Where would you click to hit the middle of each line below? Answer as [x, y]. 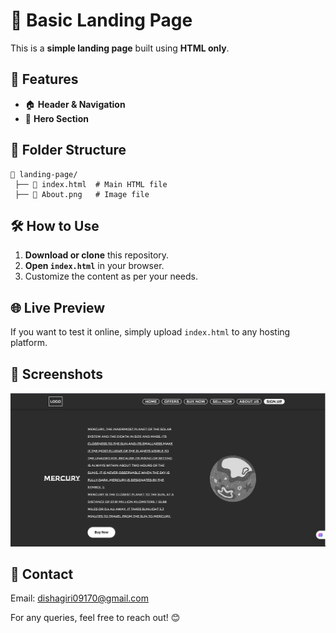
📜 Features [44, 79]
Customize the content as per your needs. [111, 276]
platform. [29, 343]
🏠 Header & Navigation [75, 104]
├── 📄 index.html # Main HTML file [91, 184]
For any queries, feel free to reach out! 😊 [95, 618]
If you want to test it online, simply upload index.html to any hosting [150, 332]
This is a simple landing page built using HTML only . [120, 48]
